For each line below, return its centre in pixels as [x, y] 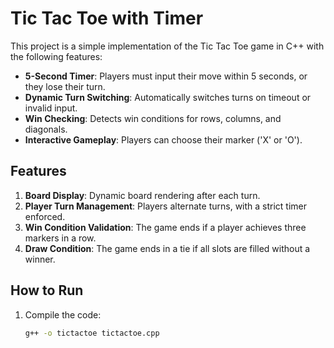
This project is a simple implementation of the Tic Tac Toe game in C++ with [167, 46]
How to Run [47, 290]
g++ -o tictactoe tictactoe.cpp [92, 333]
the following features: [56, 56]
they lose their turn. [65, 86]
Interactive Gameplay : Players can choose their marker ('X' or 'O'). [163, 139]
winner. [40, 259]
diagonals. [46, 129]
